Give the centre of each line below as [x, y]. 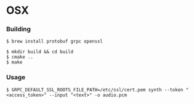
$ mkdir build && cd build [40, 52]
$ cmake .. [20, 57]
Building [19, 29]
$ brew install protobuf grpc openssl [54, 42]
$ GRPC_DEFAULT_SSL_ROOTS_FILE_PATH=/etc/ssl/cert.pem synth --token [95, 90]
